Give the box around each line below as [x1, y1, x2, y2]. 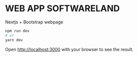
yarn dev [5, 38, 23, 42]
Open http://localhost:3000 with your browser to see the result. [5, 46, 134, 52]
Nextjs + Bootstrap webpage [5, 19, 64, 25]
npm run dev [5, 28, 30, 33]
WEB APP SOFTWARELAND [5, 3, 120, 14]
